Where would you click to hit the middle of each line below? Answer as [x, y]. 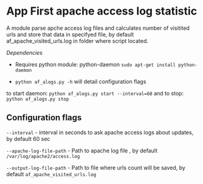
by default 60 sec [28, 138]
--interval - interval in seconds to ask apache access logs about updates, [100, 132]
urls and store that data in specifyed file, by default [70, 34]
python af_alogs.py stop [38, 99]
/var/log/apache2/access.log [43, 156]
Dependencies [24, 52]
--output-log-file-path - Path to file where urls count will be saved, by [96, 168]
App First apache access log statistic [102, 11]
